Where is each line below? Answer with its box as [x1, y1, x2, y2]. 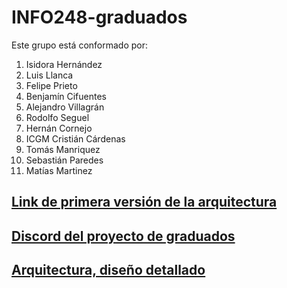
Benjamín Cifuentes [25, 90, 108, 102]
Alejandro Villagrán [25, 101, 105, 113]
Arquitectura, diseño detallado [11, 262, 206, 279]
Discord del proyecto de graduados [11, 227, 236, 245]
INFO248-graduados [11, 6, 188, 29]
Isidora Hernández [25, 58, 103, 70]
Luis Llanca [25, 69, 74, 81]
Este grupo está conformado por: [11, 39, 149, 51]
